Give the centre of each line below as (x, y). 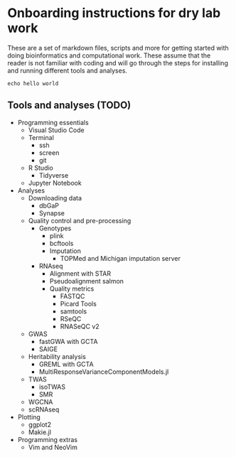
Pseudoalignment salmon (87, 281)
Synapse (52, 213)
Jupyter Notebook (55, 183)
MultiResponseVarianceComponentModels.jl (104, 372)
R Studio (41, 168)
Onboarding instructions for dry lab (114, 13)
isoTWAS (52, 387)
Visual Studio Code (56, 130)
